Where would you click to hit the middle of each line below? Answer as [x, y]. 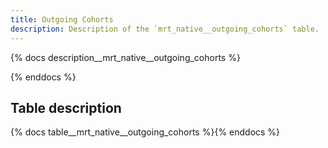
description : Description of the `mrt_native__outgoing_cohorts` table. [165, 29]
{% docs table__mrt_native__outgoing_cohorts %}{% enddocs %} [145, 132]
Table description [66, 107]
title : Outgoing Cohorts [62, 19]
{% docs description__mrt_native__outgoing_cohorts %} [125, 57]
